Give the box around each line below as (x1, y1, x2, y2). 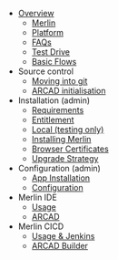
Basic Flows (31, 57, 77, 67)
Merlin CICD (17, 221, 64, 232)
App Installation (31, 172, 91, 183)
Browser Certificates (31, 143, 109, 154)
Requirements (31, 105, 84, 115)
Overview (17, 8, 54, 18)
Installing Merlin (31, 134, 92, 144)
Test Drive (31, 47, 71, 57)
